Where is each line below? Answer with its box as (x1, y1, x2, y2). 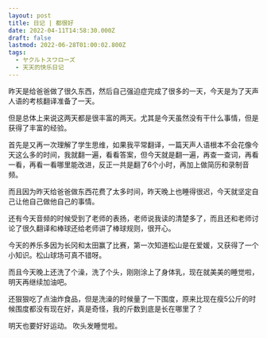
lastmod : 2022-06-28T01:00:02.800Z (8, 41, 126, 49)
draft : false (8, 33, 52, 42)
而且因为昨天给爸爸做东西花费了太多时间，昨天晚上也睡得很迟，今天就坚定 (8, 186, 252, 196)
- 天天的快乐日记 (15, 64, 64, 72)
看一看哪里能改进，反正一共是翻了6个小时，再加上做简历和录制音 (35, 160, 250, 169)
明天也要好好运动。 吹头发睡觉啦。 (8, 321, 122, 330)
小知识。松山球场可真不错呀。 (8, 250, 106, 259)
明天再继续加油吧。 (8, 277, 72, 286)
